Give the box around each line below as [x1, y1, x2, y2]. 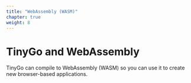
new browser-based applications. [6, 71, 88, 78]
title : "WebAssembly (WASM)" [6, 8, 78, 15]
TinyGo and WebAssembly [6, 45, 140, 58]
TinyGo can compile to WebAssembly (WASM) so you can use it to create [6, 64, 185, 71]
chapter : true [6, 14, 41, 20]
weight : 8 [6, 19, 31, 25]
